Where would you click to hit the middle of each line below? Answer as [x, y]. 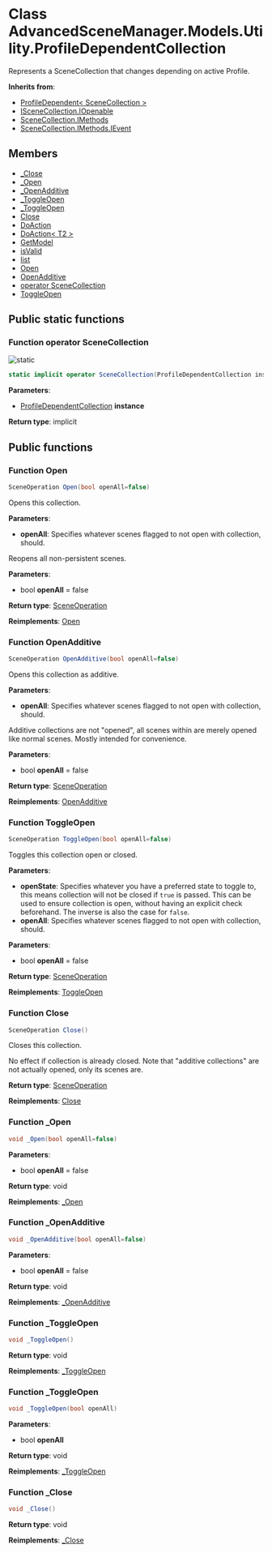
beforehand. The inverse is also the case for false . [105, 912]
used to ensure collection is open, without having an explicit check [131, 904]
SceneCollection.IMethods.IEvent [76, 128]
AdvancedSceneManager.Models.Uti [136, 31]
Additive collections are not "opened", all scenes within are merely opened [133, 730]
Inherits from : [32, 87]
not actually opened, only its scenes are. [76, 1070]
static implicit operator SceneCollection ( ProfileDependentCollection [130, 375]
